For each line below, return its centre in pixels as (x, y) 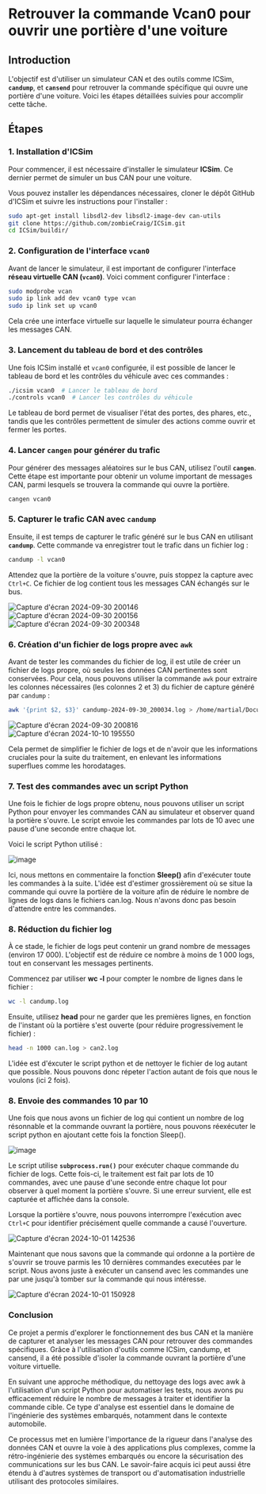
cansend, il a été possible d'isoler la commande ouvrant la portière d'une (127, 1358)
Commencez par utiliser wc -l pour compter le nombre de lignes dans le (125, 979)
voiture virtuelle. (35, 1366)
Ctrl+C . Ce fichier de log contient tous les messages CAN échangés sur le (129, 583)
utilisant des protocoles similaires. (63, 1481)
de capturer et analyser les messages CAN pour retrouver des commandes (131, 1341)
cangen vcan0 (30, 499)
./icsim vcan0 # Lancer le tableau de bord (83, 390)
